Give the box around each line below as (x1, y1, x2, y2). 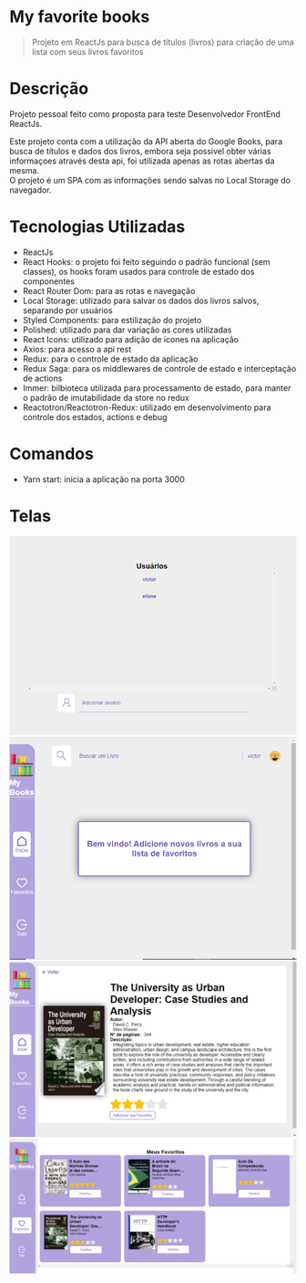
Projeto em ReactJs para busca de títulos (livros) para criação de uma (31, 37, 294, 47)
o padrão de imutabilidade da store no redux (22, 392, 189, 403)
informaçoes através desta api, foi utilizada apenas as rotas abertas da (9, 155, 275, 166)
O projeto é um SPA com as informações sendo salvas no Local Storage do (9, 174, 291, 185)
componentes (22, 276, 76, 287)
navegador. (9, 184, 52, 195)
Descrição (9, 79, 89, 100)
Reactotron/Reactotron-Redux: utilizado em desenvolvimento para (22, 402, 271, 413)
